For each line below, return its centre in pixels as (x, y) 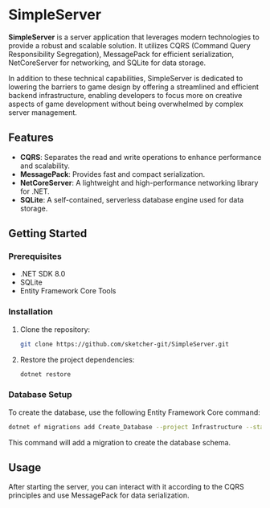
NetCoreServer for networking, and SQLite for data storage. (107, 63)
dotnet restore (45, 374)
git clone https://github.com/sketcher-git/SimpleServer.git (125, 344)
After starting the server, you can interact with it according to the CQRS (127, 487)
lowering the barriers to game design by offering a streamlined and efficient (133, 87)
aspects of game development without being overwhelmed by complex (126, 104)
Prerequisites (35, 256)
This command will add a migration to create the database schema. (120, 442)
